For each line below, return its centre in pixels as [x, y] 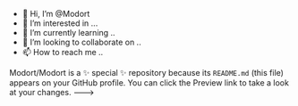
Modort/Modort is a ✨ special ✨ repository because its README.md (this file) [147, 73]
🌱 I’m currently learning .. [68, 33]
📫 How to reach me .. [63, 52]
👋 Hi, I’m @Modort [56, 14]
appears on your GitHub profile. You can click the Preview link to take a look [149, 83]
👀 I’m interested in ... [60, 23]
